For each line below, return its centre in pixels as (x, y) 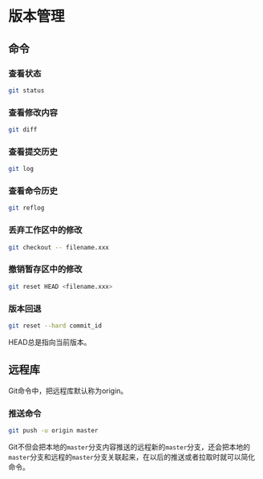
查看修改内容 (33, 112)
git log (21, 169)
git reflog (26, 208)
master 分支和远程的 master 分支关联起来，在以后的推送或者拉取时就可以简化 (131, 457)
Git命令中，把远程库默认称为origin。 (68, 391)
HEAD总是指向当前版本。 (50, 342)
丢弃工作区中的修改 (45, 230)
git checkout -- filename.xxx (59, 247)
